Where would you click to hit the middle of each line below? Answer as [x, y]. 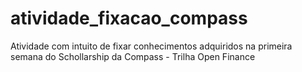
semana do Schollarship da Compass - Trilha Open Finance [133, 56]
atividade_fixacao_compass [129, 18]
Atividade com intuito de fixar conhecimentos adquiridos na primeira [151, 46]
